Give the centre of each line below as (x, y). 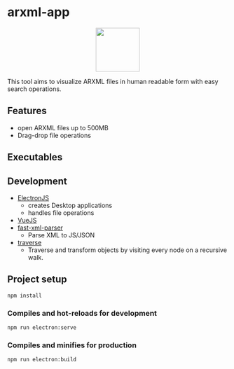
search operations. (34, 89)
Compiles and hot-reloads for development (82, 313)
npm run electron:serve (42, 328)
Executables (35, 157)
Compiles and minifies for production (72, 345)
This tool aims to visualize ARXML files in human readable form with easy (113, 81)
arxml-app (39, 12)
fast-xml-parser (40, 228)
